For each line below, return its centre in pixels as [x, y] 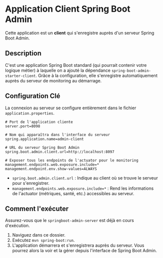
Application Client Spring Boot [68, 9]
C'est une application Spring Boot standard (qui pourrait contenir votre [76, 65]
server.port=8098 [23, 126]
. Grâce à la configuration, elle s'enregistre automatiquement [97, 75]
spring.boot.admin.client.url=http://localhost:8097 [60, 152]
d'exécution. [18, 226]
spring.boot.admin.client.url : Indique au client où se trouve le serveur [85, 178]
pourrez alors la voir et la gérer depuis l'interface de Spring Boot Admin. [84, 251]
